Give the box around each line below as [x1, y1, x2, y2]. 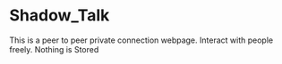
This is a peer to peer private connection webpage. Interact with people [9, 35, 274, 45]
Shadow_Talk [9, 5, 110, 26]
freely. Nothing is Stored [9, 44, 99, 54]
